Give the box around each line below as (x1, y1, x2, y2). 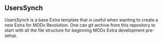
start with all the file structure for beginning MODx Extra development (4, 27, 145, 33)
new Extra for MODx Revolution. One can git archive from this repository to (4, 22, 156, 28)
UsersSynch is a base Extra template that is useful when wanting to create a (4, 17, 159, 22)
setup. (4, 32, 18, 38)
